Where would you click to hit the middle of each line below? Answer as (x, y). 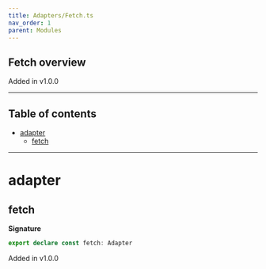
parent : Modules (35, 30)
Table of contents (52, 114)
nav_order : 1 (30, 23)
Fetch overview (47, 62)
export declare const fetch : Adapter (70, 243)
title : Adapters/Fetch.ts (51, 15)
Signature (25, 229)
